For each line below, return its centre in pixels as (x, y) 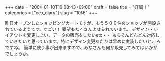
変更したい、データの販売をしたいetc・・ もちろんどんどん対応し (93, 35)
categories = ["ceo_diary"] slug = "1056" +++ (51, 13)
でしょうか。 (18, 54)
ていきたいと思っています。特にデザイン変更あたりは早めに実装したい (76, 41)
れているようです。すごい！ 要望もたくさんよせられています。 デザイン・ (80, 29)
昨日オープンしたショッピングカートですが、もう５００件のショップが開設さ (83, 23)
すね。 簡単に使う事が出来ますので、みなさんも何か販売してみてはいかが (83, 47)
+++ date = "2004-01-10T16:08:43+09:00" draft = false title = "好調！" (77, 7)
